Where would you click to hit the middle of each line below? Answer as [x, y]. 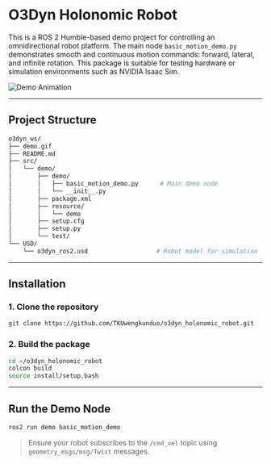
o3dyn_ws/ [25, 139]
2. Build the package [49, 345]
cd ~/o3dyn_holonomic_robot [56, 361]
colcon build [30, 369]
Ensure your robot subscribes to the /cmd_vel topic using [123, 442]
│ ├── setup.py [45, 229]
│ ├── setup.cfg [46, 221]
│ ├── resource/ [46, 206]
